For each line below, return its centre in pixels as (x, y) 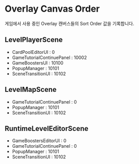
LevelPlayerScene (34, 40)
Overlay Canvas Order (52, 9)
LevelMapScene (31, 90)
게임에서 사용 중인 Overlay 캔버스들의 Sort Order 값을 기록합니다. (69, 23)
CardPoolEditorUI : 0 (33, 52)
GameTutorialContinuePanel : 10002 (49, 57)
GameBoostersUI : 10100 (38, 63)
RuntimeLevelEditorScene (47, 128)
